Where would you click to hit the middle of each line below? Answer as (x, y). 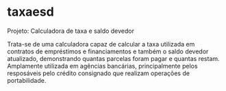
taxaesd (31, 12)
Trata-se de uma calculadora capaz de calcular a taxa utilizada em (101, 44)
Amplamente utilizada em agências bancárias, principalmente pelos (102, 66)
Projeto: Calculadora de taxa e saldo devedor (71, 31)
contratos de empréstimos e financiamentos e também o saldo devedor (108, 51)
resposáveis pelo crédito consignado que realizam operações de (99, 73)
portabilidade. (27, 80)
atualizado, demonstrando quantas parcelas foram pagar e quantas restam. (114, 58)
